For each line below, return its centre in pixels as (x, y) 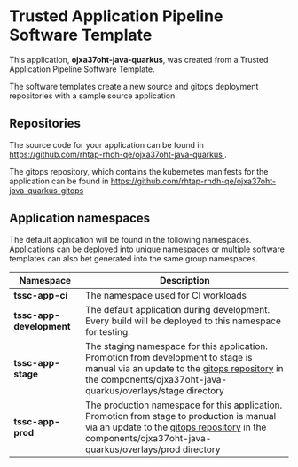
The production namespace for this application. (184, 405)
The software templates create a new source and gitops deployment (134, 86)
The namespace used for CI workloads (166, 295)
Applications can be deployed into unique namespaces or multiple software (147, 249)
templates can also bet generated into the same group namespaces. (134, 258)
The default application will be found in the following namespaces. (130, 239)
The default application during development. (178, 309)
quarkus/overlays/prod (133, 449)
